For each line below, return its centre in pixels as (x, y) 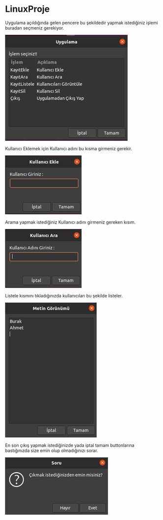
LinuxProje (27, 9)
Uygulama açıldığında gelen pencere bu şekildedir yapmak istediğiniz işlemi (81, 23)
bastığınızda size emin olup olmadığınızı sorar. (52, 450)
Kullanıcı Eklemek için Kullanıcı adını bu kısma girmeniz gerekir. (69, 148)
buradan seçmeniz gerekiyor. (35, 28)
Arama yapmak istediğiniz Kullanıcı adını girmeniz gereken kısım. (70, 222)
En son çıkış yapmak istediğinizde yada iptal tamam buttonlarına (70, 445)
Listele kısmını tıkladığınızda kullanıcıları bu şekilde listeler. (64, 295)
